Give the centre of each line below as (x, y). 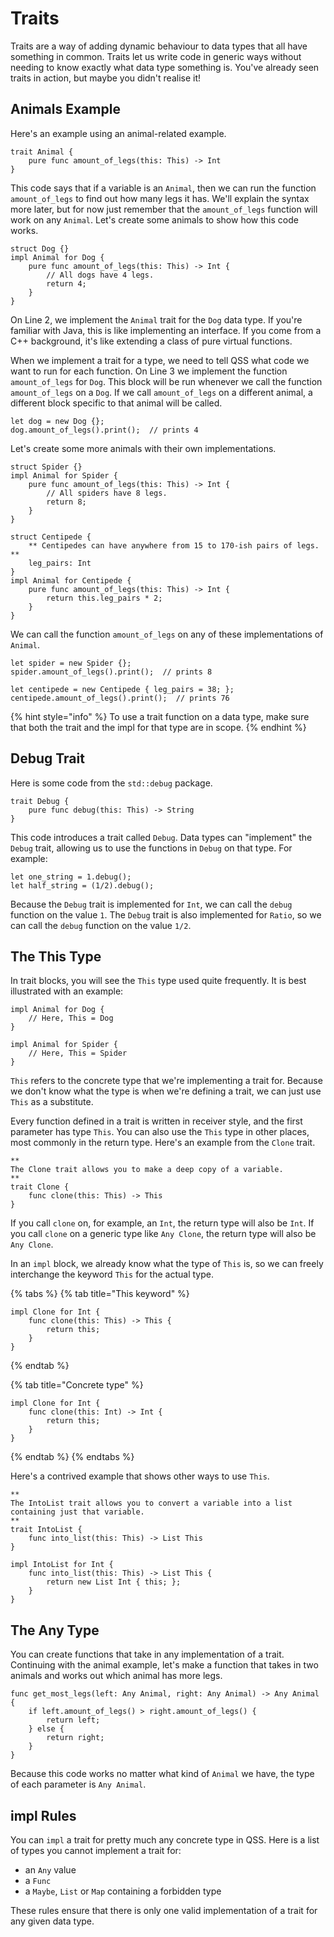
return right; (75, 1738)
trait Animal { (42, 152)
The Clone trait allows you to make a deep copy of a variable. (147, 1170)
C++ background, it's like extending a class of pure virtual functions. (151, 341)
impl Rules (43, 1815)
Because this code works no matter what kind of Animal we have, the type (162, 1774)
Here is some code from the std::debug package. (111, 783)
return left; (73, 1720)
